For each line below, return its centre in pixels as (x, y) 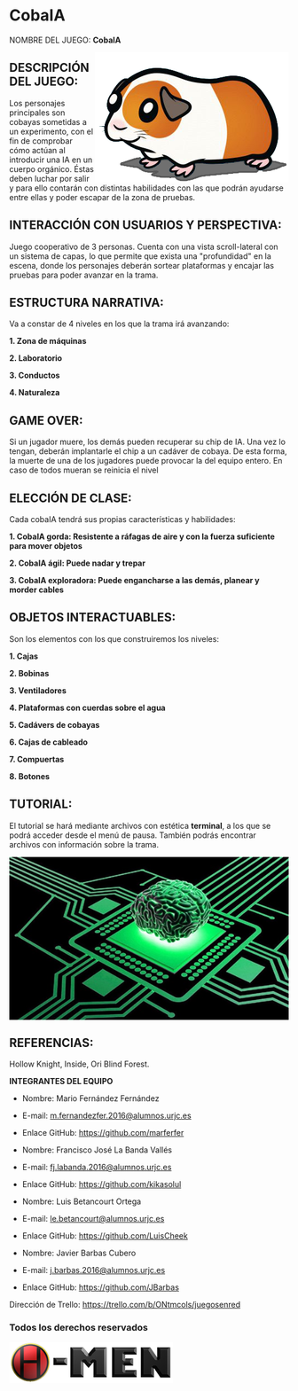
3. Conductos (35, 375)
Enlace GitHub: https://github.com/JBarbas (101, 1287)
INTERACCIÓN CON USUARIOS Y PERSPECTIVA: (145, 226)
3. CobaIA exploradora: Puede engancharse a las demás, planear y (134, 580)
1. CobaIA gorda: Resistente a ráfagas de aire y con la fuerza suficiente (142, 536)
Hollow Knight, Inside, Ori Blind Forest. (79, 1064)
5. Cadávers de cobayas (55, 724)
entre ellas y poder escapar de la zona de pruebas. (102, 197)
